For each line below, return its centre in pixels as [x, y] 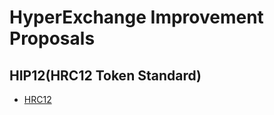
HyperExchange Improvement [136, 17]
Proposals [52, 38]
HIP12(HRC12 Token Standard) [105, 75]
